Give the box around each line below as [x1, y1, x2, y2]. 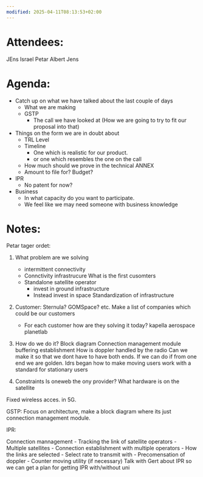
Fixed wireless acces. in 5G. [6, 396, 77, 403]
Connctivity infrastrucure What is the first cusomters [24, 272, 156, 279]
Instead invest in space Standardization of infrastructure [33, 292, 174, 299]
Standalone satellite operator [24, 279, 97, 286]
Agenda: [6, 77, 50, 90]
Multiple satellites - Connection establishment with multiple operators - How [6, 445, 197, 452]
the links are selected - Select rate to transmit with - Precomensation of [6, 451, 185, 458]
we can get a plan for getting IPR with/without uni [6, 464, 130, 472]
